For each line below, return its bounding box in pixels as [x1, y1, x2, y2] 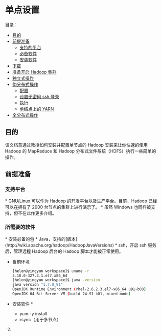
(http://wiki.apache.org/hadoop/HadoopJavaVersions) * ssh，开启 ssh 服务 [5, 242, 157, 248]
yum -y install [19, 310, 47, 316]
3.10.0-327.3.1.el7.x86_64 [12, 273, 68, 278]
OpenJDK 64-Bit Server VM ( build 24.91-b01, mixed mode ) [12, 291, 131, 297]
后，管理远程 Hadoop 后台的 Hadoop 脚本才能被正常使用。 [5, 248, 124, 254]
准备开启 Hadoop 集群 [12, 69, 57, 75]
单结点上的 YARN [19, 106, 54, 112]
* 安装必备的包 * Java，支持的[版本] [5, 236, 77, 242]
